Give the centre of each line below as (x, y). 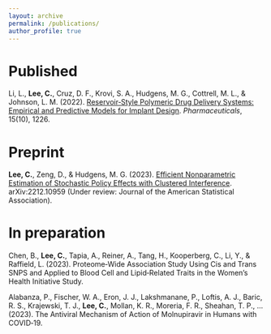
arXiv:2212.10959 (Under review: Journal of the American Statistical (121, 192)
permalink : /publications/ (54, 24)
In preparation (57, 233)
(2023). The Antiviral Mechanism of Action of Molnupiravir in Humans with (133, 315)
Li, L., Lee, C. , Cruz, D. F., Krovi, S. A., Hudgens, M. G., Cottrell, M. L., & (127, 93)
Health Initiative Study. (46, 281)
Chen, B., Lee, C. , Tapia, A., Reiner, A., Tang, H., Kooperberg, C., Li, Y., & (129, 255)
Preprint (37, 152)
